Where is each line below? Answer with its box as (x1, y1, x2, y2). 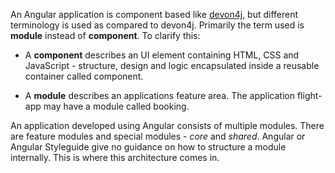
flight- (296, 90, 323, 101)
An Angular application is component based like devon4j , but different (10, 9, 299, 20)
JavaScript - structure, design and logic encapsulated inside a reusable (24, 60, 320, 71)
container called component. (24, 70, 144, 82)
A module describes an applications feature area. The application (24, 90, 295, 101)
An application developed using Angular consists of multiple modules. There (10, 120, 325, 131)
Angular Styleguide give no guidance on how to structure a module (10, 141, 287, 153)
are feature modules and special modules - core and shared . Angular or (10, 130, 306, 142)
